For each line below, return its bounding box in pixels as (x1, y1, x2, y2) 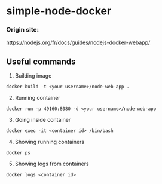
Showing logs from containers (14, 160, 90, 168)
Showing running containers (14, 139, 85, 146)
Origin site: (6, 26, 39, 34)
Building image (14, 72, 52, 79)
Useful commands (6, 56, 76, 66)
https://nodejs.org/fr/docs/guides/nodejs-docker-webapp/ (6, 39, 151, 46)
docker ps (6, 150, 31, 156)
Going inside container (14, 116, 71, 124)
